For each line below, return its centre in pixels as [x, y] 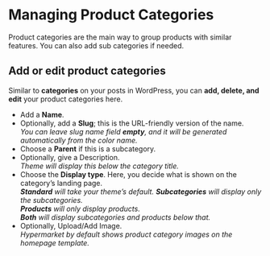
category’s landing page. [61, 183]
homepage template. [55, 242]
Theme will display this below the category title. [100, 166]
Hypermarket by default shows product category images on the [126, 234]
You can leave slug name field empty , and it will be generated [123, 131]
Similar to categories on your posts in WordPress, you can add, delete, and [134, 90]
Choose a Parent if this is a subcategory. [88, 149]
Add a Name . [42, 114]
